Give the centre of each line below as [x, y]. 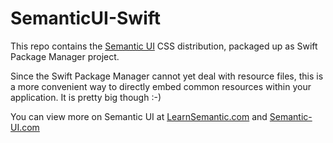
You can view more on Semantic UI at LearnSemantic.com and [139, 116]
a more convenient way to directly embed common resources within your [161, 86]
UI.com [25, 127]
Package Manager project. [65, 56]
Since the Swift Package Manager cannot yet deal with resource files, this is [167, 76]
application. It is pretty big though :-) [86, 97]
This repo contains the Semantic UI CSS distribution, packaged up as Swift [164, 46]
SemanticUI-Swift [86, 18]
